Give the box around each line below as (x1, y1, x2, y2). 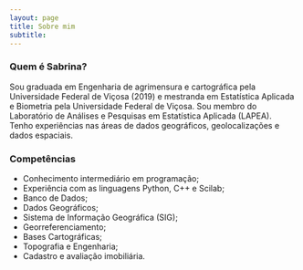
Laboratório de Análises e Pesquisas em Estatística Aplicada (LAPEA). (9, 110, 272, 121)
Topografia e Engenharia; (22, 241, 119, 252)
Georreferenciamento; (22, 221, 107, 233)
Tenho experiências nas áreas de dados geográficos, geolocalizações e (9, 119, 280, 130)
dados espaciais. (9, 130, 73, 140)
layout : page (9, 13, 59, 23)
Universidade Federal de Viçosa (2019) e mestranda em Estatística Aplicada (9, 90, 295, 101)
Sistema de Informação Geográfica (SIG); (22, 212, 178, 223)
